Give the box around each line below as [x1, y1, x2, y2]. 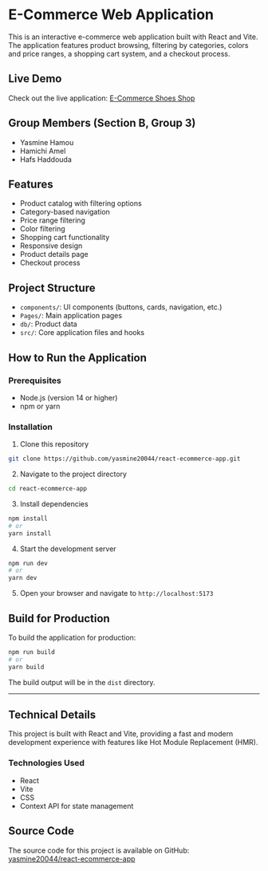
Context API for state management [19, 801, 134, 810]
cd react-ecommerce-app [8, 485, 88, 493]
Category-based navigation [19, 207, 110, 217]
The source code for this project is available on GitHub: [8, 845, 190, 855]
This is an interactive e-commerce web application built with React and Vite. [8, 32, 258, 41]
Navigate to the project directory [19, 469, 128, 479]
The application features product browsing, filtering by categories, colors [8, 40, 249, 49]
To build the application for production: [8, 633, 136, 642]
